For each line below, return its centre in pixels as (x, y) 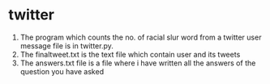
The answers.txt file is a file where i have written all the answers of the (138, 63)
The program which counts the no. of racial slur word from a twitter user (141, 37)
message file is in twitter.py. (66, 45)
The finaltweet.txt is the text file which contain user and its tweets (130, 54)
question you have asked (62, 71)
